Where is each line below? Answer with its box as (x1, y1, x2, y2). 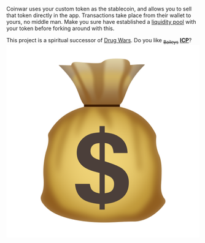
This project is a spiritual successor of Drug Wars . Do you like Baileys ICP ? (6, 37, 192, 45)
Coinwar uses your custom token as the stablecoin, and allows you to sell (6, 6, 192, 12)
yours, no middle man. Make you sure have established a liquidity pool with (6, 18, 196, 25)
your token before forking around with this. (6, 24, 115, 32)
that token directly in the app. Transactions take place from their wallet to (6, 12, 191, 19)
